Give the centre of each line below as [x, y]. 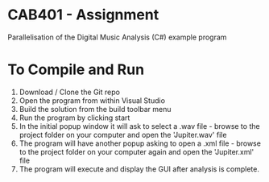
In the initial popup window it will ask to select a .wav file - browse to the [139, 126]
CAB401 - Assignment [83, 15]
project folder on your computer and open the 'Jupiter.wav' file [123, 134]
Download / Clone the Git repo [69, 92]
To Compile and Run [76, 70]
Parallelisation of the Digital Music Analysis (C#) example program [117, 37]
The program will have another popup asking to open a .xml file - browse [140, 143]
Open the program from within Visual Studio [92, 100]
